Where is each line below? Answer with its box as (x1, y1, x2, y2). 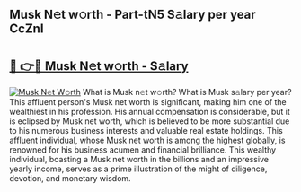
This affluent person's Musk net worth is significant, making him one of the (9, 97, 287, 107)
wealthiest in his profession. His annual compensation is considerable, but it (9, 107, 290, 117)
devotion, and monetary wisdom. (9, 173, 132, 183)
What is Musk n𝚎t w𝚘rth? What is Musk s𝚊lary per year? (82, 87, 292, 97)
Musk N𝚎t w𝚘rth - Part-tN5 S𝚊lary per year (9, 7, 256, 22)
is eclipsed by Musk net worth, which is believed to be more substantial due (9, 116, 290, 127)
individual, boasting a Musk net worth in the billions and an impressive (9, 154, 270, 164)
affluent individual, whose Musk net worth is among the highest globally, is (9, 135, 286, 145)
